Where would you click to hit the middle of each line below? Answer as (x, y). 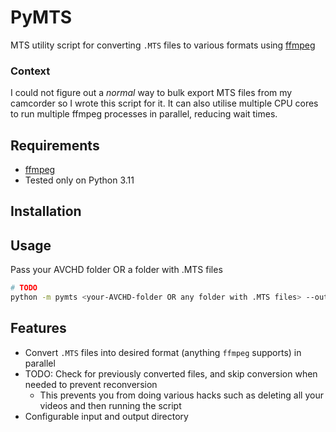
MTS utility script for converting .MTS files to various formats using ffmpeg (163, 45)
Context (30, 71)
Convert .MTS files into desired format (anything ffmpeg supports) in (163, 352)
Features (38, 328)
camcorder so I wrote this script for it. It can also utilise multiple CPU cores (164, 103)
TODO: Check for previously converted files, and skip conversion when (171, 373)
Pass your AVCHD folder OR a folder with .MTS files (116, 270)
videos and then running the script (110, 405)
